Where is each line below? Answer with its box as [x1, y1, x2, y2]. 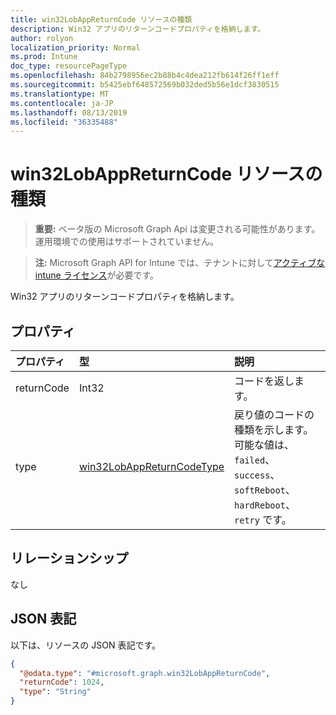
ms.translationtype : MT [10, 89, 110, 99]
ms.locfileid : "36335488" [10, 117, 118, 127]
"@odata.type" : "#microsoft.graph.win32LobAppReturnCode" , [19, 668, 271, 678]
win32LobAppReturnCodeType [78, 460, 225, 473]
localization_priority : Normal [10, 42, 141, 53]
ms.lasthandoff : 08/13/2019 [10, 107, 128, 118]
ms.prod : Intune [10, 52, 78, 62]
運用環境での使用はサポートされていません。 [34, 236, 219, 248]
